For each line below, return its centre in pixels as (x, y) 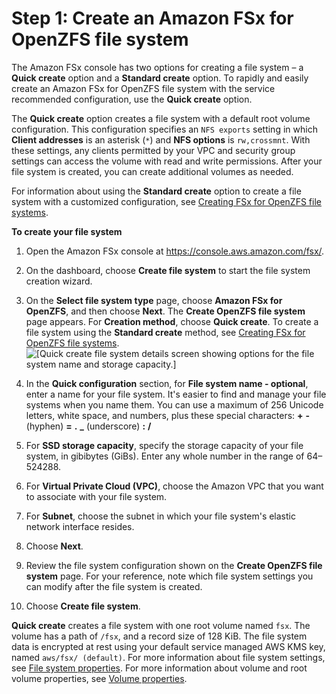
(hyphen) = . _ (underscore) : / (88, 426)
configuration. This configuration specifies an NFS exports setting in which (164, 129)
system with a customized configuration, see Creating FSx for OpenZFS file (166, 201)
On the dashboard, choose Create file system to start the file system (168, 270)
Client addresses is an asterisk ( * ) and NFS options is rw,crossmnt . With (161, 139)
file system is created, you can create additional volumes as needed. (152, 171)
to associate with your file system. (96, 496)
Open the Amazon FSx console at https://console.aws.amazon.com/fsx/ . (175, 251)
